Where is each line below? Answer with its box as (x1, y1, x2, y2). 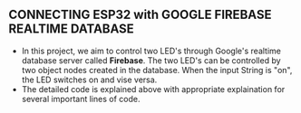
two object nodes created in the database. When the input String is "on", (21, 64, 293, 75)
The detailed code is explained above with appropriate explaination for (21, 83, 286, 94)
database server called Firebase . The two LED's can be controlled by (21, 54, 282, 66)
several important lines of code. (21, 93, 141, 104)
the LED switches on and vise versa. (21, 74, 158, 85)
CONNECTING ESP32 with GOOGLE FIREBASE (8, 7, 272, 23)
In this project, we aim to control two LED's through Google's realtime (21, 45, 282, 56)
